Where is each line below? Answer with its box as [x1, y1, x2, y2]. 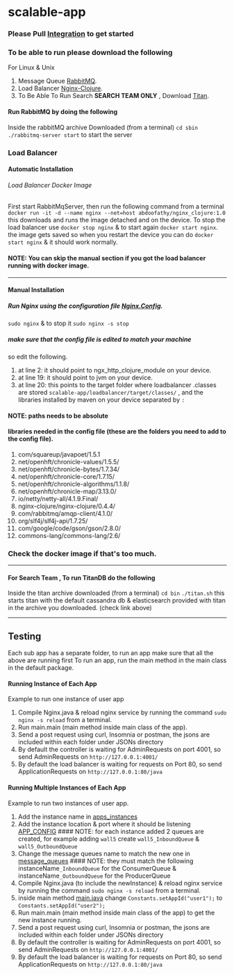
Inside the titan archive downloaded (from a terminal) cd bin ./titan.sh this [8, 589, 225, 598]
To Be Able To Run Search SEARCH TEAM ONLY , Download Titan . [17, 92, 210, 100]
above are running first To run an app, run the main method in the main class [8, 656, 227, 664]
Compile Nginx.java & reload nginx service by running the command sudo [17, 708, 227, 716]
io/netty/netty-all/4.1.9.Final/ [17, 494, 99, 502]
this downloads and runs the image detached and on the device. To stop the [8, 216, 226, 224]
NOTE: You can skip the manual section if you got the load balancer [8, 254, 206, 262]
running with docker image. [8, 261, 90, 270]
